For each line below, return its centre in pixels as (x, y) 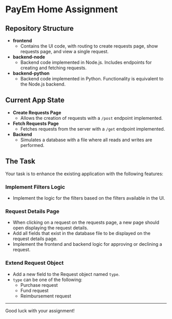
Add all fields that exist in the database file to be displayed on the (82, 233)
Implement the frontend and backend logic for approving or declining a (87, 244)
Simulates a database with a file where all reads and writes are (86, 140)
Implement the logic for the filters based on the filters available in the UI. (89, 198)
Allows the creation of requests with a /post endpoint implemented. (91, 118)
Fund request (34, 290)
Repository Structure (40, 28)
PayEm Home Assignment (62, 9)
